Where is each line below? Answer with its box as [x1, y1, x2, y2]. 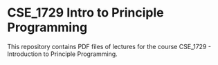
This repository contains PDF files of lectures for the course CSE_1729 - [7, 42, 211, 50]
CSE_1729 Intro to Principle [7, 5, 164, 21]
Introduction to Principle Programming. [7, 50, 118, 58]
